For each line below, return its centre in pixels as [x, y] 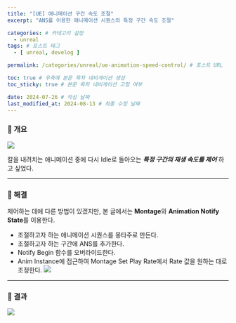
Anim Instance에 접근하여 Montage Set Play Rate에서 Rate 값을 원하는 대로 [122, 261]
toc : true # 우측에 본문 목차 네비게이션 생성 [66, 78]
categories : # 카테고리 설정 [46, 33]
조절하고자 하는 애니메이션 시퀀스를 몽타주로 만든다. [88, 235]
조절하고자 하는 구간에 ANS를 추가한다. [71, 244]
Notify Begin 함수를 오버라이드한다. [66, 252]
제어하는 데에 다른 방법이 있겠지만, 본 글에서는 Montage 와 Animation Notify [113, 211]
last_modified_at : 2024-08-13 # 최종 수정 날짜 [74, 104]
